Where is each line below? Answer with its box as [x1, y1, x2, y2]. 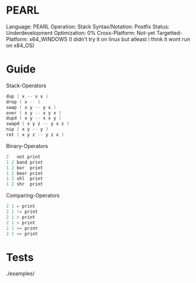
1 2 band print [6, 159, 43, 165]
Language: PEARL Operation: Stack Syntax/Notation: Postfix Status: [6, 23, 170, 30]
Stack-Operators [6, 82, 47, 89]
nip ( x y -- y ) [6, 126, 49, 133]
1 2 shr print [6, 181, 43, 187]
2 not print [6, 154, 41, 160]
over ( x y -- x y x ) [6, 110, 62, 116]
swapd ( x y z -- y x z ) [6, 121, 69, 127]
